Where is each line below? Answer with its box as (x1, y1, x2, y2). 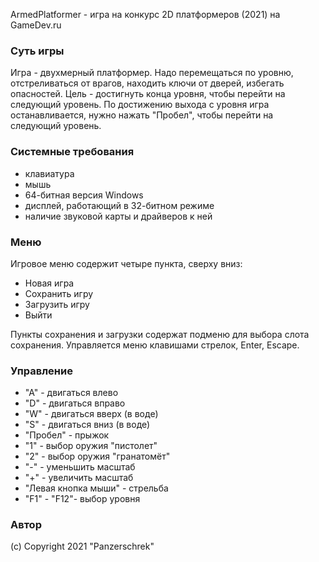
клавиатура (24, 167, 75, 179)
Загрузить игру (24, 298, 90, 310)
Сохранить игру (24, 287, 94, 299)
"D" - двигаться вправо (24, 397, 126, 409)
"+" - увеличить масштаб (24, 472, 134, 484)
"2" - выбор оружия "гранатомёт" (24, 450, 171, 463)
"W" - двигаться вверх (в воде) (24, 408, 159, 420)
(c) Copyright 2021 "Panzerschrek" (10, 540, 155, 553)
